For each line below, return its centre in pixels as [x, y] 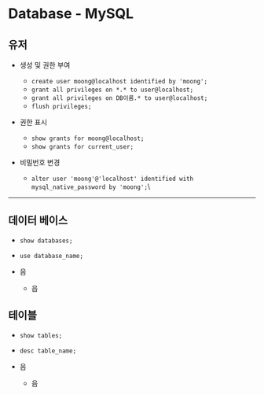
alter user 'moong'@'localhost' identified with [112, 179]
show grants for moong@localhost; [88, 138]
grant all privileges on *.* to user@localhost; [112, 90]
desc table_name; [48, 351]
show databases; [46, 241]
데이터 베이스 [38, 221]
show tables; [41, 335]
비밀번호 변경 [40, 162]
